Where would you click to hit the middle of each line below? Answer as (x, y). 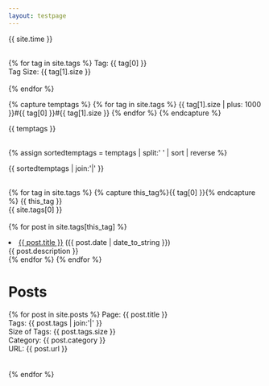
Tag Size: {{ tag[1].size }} (50, 71)
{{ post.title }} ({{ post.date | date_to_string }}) (95, 242)
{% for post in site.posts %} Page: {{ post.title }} (88, 314)
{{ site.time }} (31, 39)
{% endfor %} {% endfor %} (55, 259)
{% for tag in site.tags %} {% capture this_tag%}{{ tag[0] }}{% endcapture (132, 192)
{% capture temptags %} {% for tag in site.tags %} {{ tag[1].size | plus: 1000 (135, 104)
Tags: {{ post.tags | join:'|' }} (56, 322)
